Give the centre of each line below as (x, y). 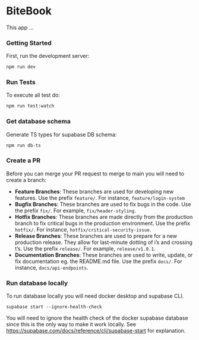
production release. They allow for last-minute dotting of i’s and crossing (104, 242)
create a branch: (26, 180)
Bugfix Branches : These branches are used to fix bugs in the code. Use (103, 204)
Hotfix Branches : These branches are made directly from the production (104, 217)
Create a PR (23, 160)
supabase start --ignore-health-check (54, 307)
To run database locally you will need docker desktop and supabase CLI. (95, 296)
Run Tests (21, 82)
